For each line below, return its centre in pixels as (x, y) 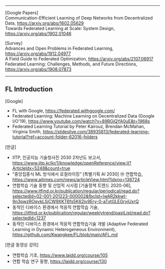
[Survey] (14, 43)
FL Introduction (29, 89)
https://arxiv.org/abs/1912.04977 (38, 54)
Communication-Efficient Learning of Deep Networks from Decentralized (79, 18)
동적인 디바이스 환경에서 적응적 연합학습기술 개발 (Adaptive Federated (80, 224)
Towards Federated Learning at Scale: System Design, (60, 28)
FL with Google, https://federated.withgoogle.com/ (64, 111)
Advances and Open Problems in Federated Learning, (59, 48)
